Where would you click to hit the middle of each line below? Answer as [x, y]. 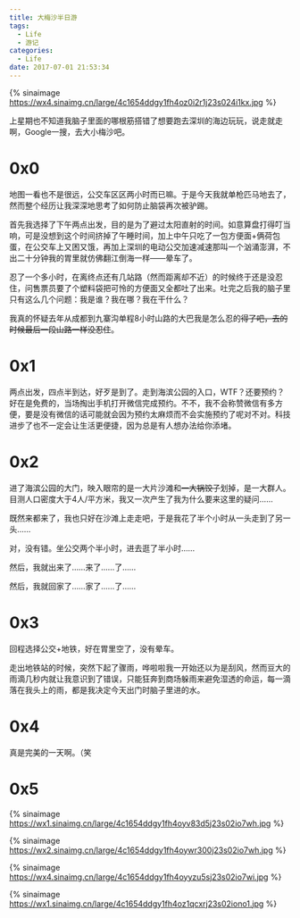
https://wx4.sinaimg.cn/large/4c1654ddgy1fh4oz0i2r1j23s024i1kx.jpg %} [143, 102]
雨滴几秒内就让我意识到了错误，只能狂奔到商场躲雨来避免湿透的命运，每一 [146, 679]
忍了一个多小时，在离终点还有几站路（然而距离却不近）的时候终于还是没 [142, 277]
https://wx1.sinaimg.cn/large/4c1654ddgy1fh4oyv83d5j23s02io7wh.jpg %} [147, 823]
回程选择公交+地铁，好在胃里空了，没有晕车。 [94, 648]
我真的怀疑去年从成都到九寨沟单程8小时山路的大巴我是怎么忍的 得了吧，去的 [149, 318]
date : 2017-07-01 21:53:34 [59, 68]
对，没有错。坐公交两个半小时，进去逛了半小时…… [102, 548]
